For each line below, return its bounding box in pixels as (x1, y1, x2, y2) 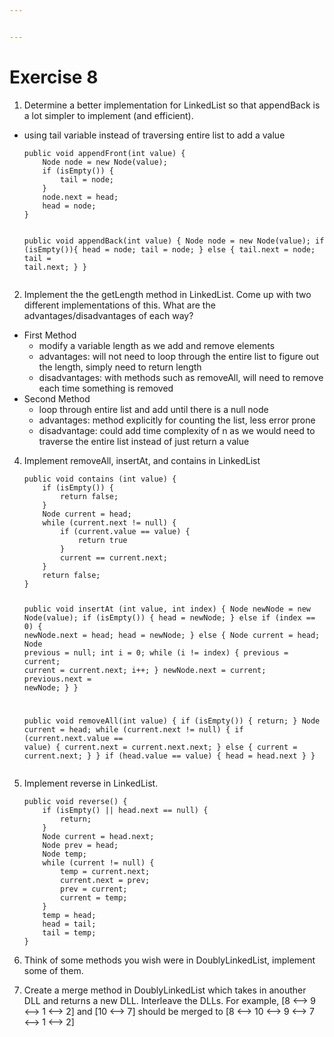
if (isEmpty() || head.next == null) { (42, 806, 209, 816)
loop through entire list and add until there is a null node (38, 403, 269, 415)
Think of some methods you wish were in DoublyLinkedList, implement (23, 954, 316, 966)
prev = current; (60, 884, 128, 895)
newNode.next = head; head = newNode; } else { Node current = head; (23, 630, 321, 640)
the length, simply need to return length (38, 361, 202, 373)
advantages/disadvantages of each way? (23, 309, 194, 321)
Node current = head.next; (42, 832, 155, 842)
